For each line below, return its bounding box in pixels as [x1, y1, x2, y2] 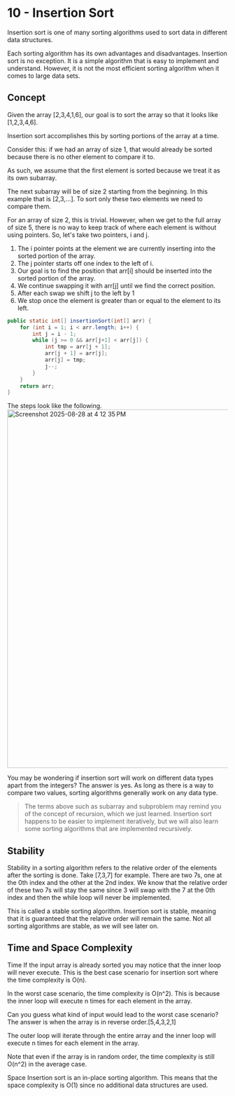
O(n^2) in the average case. [7, 1060, 87, 1068]
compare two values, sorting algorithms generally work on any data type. [7, 789, 218, 797]
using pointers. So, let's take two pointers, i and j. [7, 230, 150, 239]
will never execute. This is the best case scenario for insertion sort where [7, 968, 219, 976]
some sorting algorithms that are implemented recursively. [24, 825, 193, 833]
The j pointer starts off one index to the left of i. [17, 259, 154, 267]
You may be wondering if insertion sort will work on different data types [7, 773, 214, 783]
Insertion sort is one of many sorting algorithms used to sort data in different [7, 28, 227, 36]
